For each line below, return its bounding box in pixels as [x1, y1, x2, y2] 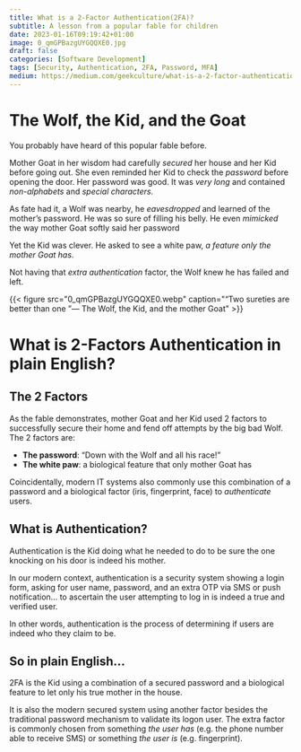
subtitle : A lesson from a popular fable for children [9, 22, 219, 31]
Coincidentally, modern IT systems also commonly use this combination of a [9, 477, 291, 487]
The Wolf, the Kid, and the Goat [9, 109, 246, 130]
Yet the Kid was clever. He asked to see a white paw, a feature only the [9, 240, 271, 250]
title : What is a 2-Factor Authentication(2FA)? [9, 13, 194, 22]
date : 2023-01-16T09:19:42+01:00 [9, 30, 134, 39]
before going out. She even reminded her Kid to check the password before [9, 167, 289, 178]
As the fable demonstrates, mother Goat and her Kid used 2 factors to [9, 413, 267, 424]
